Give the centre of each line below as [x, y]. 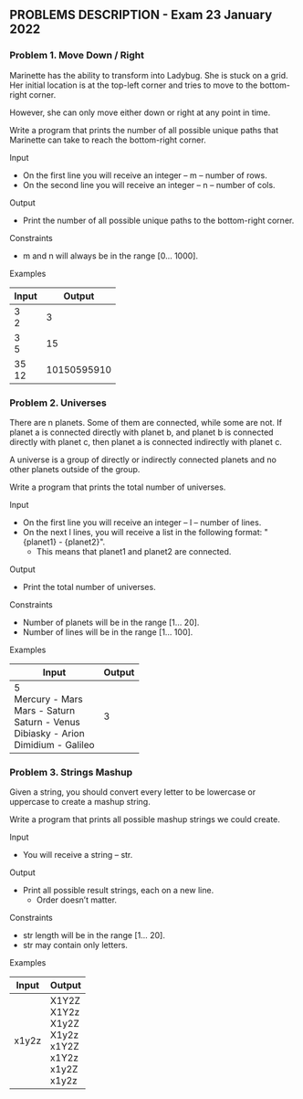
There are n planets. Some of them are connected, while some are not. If [146, 422]
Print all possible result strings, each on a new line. [118, 891]
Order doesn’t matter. [76, 900]
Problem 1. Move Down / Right [77, 56]
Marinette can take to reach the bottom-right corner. [108, 140]
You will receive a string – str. [78, 855]
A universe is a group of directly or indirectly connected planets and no [143, 460]
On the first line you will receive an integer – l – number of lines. [142, 522]
